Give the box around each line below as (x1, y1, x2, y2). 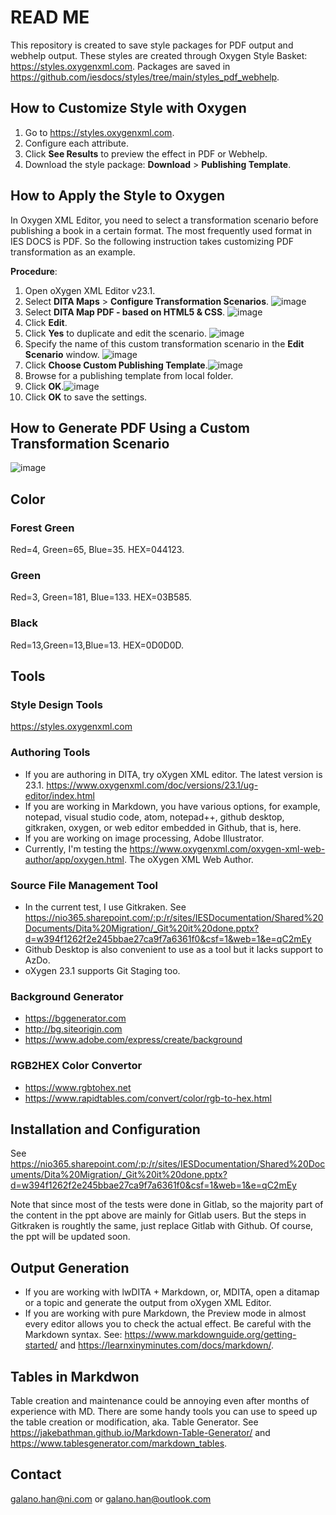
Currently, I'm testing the (24, 842, 128, 855)
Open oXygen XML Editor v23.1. (24, 284, 156, 296)
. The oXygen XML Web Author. (123, 853, 254, 865)
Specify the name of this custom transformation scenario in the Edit (24, 337, 305, 350)
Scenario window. (24, 348, 100, 360)
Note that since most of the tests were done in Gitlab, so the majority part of (10, 1199, 324, 1211)
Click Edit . (24, 316, 68, 328)
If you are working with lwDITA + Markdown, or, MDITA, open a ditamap (24, 1286, 320, 1298)
